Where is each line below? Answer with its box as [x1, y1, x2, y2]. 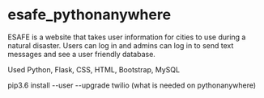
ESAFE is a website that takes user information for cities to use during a [7, 32, 246, 42]
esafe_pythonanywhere [7, 6, 172, 24]
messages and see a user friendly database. [7, 49, 155, 59]
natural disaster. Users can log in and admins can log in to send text [7, 40, 234, 50]
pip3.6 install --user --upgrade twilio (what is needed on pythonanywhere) [7, 80, 257, 90]
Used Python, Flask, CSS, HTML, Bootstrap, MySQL [7, 64, 180, 74]
